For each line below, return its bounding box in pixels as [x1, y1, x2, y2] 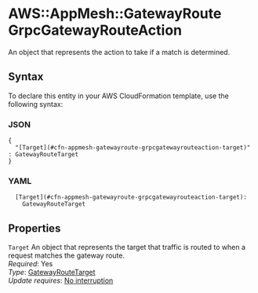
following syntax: [8, 99, 64, 108]
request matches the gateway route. [8, 251, 125, 260]
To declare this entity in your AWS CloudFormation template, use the [8, 91, 229, 101]
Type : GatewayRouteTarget [8, 268, 96, 277]
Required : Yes [8, 259, 53, 269]
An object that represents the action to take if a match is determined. [8, 47, 231, 57]
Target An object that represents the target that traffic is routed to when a [8, 243, 245, 252]
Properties [8, 222, 61, 235]
